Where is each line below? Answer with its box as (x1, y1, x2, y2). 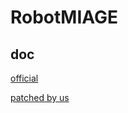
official (10, 72, 39, 84)
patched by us (10, 92, 70, 103)
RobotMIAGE (10, 6, 119, 29)
